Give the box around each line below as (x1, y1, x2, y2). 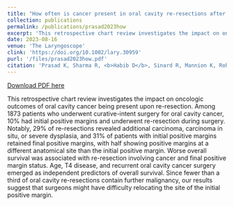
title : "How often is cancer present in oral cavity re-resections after (7, 10, 226, 17)
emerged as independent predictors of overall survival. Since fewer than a (7, 168, 220, 177)
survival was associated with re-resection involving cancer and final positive (7, 154, 226, 162)
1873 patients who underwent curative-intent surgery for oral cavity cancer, (7, 109, 224, 118)
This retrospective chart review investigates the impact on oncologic (7, 95, 204, 103)
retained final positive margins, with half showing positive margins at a (7, 138, 209, 147)
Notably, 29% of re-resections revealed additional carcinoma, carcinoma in (7, 124, 223, 132)
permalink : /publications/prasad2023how (7, 23, 127, 30)
